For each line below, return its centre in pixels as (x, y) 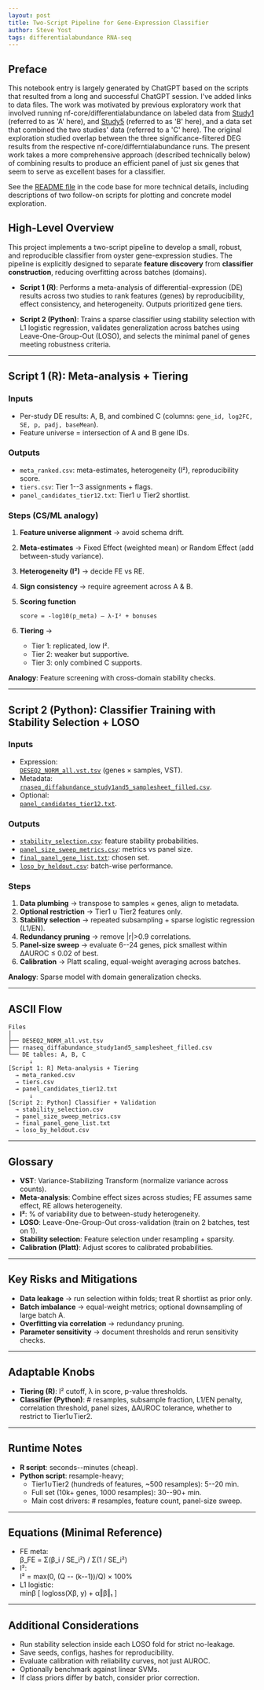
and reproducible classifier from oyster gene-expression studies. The (121, 255)
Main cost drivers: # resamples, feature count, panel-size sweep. (136, 1501)
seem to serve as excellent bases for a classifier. (87, 172)
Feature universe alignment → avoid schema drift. (102, 533)
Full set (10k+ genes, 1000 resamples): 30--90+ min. (116, 1492)
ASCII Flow (35, 1009)
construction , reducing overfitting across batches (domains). (107, 272)
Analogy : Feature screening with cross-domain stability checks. (112, 678)
